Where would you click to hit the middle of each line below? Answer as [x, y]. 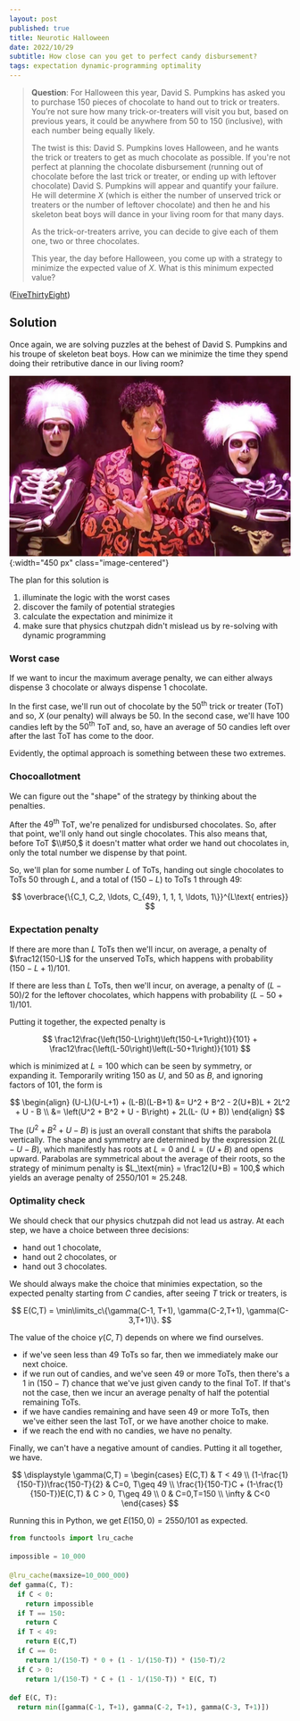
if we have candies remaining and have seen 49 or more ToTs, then [146, 1411]
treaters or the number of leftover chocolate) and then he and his [150, 205]
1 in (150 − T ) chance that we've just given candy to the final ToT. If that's [156, 1383]
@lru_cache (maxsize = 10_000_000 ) [69, 1575]
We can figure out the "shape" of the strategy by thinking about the [133, 796]
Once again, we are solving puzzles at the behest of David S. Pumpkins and [148, 344]
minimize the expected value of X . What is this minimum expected [152, 268]
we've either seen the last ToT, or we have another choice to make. [146, 1421]
